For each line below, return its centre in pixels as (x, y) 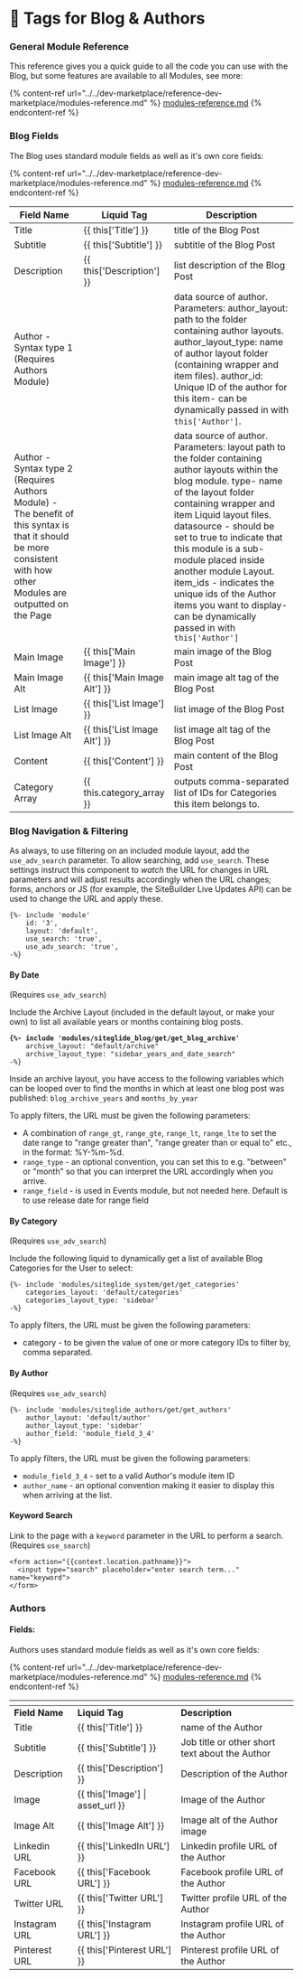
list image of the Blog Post (230, 708)
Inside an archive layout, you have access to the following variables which (147, 1079)
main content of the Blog (226, 755)
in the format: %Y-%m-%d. (73, 1152)
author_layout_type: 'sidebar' (84, 1426)
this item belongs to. (217, 803)
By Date (24, 974)
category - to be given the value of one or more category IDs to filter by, (156, 1343)
